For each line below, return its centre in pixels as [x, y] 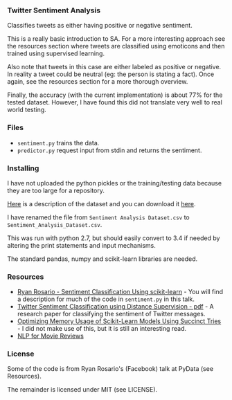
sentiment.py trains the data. [58, 143]
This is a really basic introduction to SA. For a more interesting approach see [116, 39]
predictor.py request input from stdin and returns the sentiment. [109, 150]
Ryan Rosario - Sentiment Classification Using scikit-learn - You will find [120, 292]
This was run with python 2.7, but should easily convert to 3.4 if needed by [114, 238]
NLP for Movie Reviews [51, 336]
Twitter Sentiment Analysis [54, 10]
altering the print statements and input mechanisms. [81, 245]
